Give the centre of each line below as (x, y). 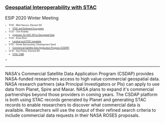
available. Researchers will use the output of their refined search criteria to (81, 110)
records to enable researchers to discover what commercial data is (73, 105)
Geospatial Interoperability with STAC (51, 7)
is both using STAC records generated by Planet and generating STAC (76, 100)
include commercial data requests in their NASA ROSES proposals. (72, 115)
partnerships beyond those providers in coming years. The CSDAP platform (82, 95)
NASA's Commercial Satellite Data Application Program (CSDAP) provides (79, 74)
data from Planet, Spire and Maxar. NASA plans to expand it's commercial (80, 89)
